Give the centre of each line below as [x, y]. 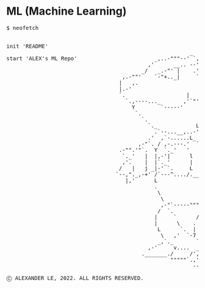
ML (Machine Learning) [67, 11]
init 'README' [27, 46]
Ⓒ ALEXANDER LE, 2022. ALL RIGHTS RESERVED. [75, 278]
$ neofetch [23, 28]
